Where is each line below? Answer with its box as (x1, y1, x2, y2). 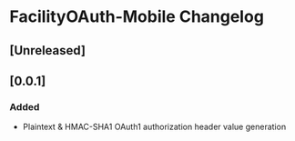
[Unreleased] (9, 43, 86, 58)
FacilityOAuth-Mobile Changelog (9, 6, 264, 27)
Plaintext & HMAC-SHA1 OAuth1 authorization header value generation (22, 121, 287, 133)
